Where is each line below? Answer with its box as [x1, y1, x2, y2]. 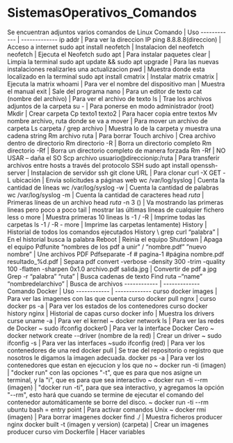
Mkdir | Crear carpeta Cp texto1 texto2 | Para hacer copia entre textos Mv [7, 109, 218, 118]
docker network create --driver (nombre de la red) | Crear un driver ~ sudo [7, 331, 222, 339]
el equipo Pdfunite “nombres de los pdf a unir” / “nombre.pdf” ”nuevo [7, 242, 207, 251]
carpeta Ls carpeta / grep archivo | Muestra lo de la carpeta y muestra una [7, 124, 221, 132]
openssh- [190, 161, 218, 169]
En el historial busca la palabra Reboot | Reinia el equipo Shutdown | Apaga [7, 235, 223, 243]
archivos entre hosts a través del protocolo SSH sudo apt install [7, 161, 189, 169]
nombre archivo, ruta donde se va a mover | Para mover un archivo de [7, 116, 208, 125]
